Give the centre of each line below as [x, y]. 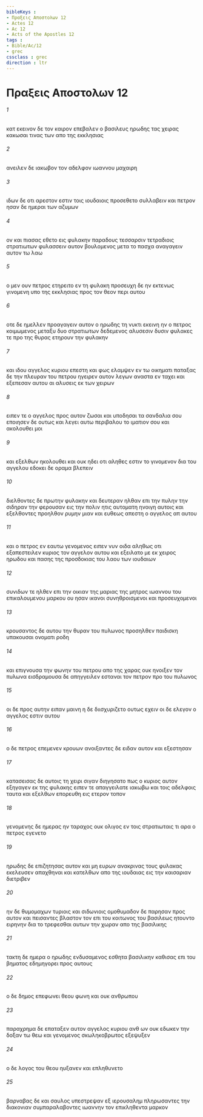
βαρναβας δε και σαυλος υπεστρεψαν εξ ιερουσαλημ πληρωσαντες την [98, 1101]
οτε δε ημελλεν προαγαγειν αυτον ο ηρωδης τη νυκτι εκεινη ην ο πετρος [99, 324]
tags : [15, 40]
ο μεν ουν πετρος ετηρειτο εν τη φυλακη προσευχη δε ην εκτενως [90, 285]
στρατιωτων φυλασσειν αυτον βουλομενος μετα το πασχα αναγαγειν [95, 246]
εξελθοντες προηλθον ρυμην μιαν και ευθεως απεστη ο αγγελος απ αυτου [101, 513]
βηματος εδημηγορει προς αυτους [49, 963]
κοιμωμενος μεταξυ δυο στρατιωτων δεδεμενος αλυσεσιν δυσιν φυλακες [99, 331]
